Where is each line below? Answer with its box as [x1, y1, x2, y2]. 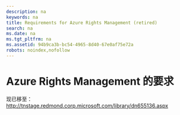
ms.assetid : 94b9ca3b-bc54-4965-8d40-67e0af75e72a [6, 42, 134, 48]
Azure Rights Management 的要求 [6, 75, 174, 88]
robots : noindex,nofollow [6, 47, 70, 53]
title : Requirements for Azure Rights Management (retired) [6, 20, 158, 25]
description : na [6, 8, 46, 15]
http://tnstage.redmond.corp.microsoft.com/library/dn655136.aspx [6, 102, 169, 109]
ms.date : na [6, 31, 36, 37]
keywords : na [6, 14, 38, 20]
